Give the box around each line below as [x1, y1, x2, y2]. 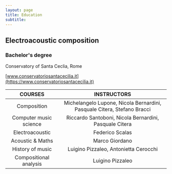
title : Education [5, 12, 42, 17]
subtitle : [5, 17, 27, 22]
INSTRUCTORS [94, 91, 132, 98]
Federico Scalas [93, 129, 132, 136]
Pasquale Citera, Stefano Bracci [74, 106, 151, 113]
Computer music [12, 114, 52, 121]
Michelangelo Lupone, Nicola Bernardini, [63, 100, 162, 107]
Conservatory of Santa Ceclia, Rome [5, 63, 82, 69]
